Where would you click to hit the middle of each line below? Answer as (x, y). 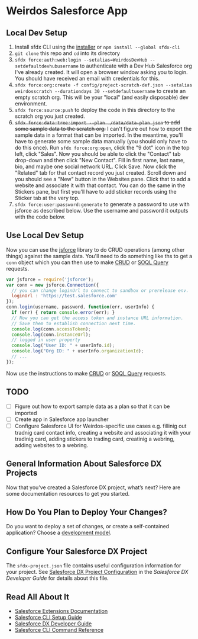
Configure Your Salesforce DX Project (77, 551)
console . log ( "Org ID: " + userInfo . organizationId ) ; (78, 351)
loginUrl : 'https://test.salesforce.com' (64, 296)
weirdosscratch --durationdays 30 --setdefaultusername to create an (100, 91)
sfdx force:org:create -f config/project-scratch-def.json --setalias (103, 85)
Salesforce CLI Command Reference (59, 630)
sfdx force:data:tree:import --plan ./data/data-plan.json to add (97, 122)
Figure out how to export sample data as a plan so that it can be (92, 406)
